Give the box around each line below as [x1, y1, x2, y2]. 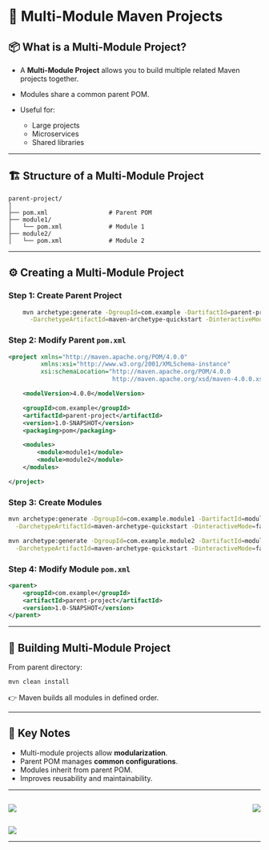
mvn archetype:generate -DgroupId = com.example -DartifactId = [22, 308, 231, 316]
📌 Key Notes [8, 727, 70, 740]
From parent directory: [8, 662, 82, 672]
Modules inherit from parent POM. [19, 765, 133, 775]
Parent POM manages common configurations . [19, 756, 179, 766]
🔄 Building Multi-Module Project [8, 641, 171, 654]
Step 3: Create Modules [8, 496, 102, 508]
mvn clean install [8, 678, 70, 686]
